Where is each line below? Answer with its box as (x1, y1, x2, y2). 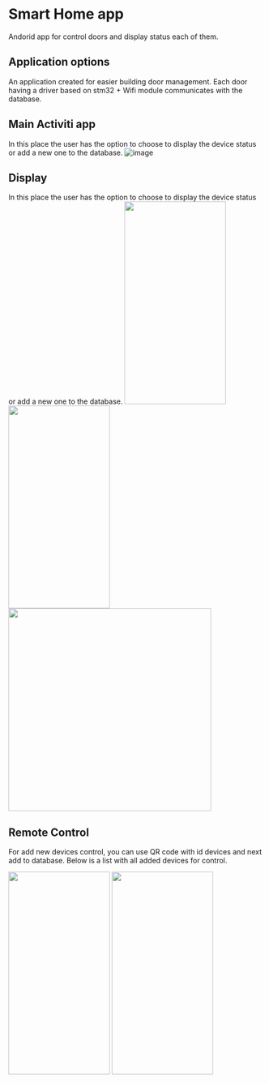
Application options (8, 55, 110, 69)
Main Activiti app (8, 118, 96, 131)
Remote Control (8, 825, 89, 839)
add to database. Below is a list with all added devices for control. (8, 856, 228, 866)
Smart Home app (8, 5, 124, 24)
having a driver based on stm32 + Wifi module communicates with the (8, 85, 243, 95)
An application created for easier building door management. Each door (8, 76, 248, 86)
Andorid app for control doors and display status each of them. (8, 32, 219, 41)
